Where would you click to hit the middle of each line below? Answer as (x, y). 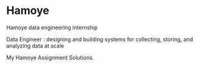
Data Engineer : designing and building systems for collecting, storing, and (100, 39)
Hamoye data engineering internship (52, 27)
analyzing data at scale (35, 46)
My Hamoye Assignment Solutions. (50, 57)
